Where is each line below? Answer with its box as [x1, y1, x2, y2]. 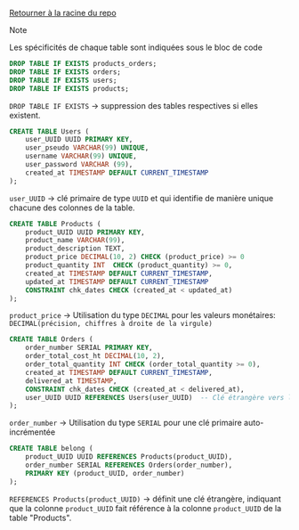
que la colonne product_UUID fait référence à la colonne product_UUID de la [9, 502, 282, 513]
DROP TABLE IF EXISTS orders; [9, 67, 122, 77]
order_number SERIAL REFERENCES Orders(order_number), [25, 461, 233, 469]
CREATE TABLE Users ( [9, 126, 90, 136]
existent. [9, 110, 41, 120]
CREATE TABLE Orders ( [9, 335, 93, 344]
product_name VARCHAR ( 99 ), [25, 236, 125, 245]
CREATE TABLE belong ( [9, 444, 93, 453]
